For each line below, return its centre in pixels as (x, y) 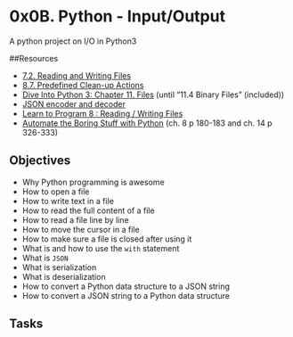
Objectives (40, 161)
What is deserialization (64, 276)
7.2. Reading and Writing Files (77, 75)
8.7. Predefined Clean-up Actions (83, 85)
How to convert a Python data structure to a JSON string (126, 286)
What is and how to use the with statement (101, 248)
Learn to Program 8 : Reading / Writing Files (102, 113)
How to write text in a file (68, 201)
